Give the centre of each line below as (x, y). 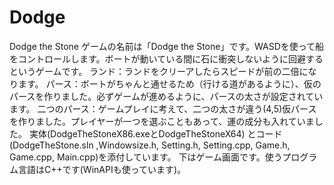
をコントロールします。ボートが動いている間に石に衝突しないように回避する (166, 58)
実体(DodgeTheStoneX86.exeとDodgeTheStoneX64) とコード (155, 133)
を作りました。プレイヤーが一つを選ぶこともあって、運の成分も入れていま (162, 121)
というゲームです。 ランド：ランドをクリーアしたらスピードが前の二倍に (159, 71)
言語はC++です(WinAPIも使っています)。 (102, 169)
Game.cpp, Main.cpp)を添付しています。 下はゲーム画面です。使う (146, 157)
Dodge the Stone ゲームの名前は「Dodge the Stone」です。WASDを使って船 (167, 46)
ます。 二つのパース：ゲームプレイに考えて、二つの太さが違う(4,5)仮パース (163, 108)
